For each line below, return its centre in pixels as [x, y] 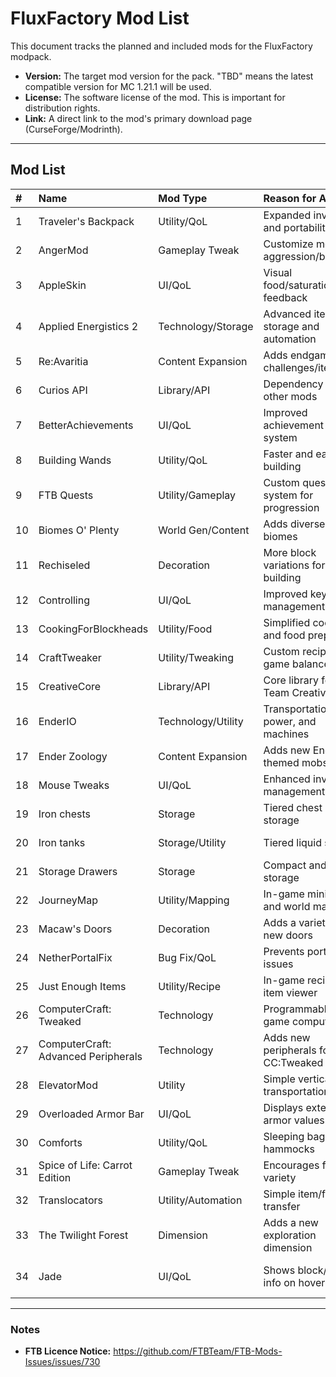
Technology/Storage [206, 326]
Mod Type [183, 198]
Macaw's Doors [75, 929]
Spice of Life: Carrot [85, 1165]
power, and [290, 721]
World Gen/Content [204, 530]
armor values [294, 1120]
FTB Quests [66, 495]
